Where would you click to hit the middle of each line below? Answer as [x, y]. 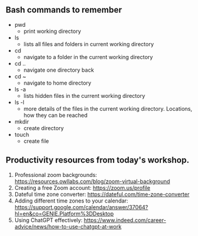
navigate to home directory [57, 83]
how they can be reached [56, 115]
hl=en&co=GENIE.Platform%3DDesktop [64, 213]
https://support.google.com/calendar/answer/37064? [81, 207]
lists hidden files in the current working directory [84, 95]
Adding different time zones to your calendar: [71, 201]
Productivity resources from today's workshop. [97, 160]
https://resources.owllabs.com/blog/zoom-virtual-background [92, 181]
